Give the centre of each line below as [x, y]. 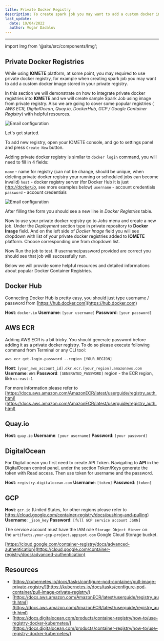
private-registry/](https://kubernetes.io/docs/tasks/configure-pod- [79, 587]
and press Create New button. [34, 147]
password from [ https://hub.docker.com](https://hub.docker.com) [71, 303]
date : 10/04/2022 [27, 23]
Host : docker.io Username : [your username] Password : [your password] [79, 312]
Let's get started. [22, 133]
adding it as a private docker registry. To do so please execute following [77, 345]
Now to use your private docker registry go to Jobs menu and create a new [81, 221]
